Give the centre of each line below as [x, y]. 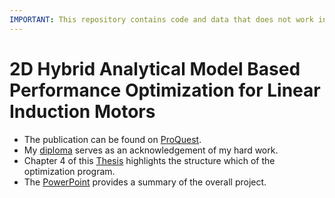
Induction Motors [82, 111]
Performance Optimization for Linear [165, 90]
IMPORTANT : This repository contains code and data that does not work [161, 19]
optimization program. [69, 171]
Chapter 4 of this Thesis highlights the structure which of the [149, 160]
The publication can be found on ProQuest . [112, 139]
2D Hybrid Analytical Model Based [155, 68]
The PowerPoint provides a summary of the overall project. [145, 182]
